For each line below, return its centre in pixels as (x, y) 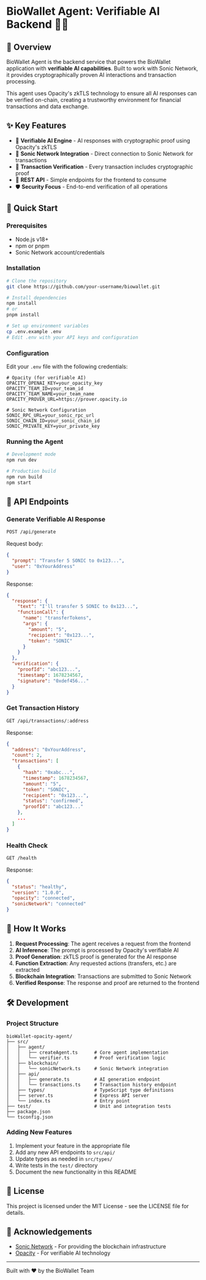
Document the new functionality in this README (76, 1172)
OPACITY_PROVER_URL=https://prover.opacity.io (67, 399)
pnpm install (23, 315)
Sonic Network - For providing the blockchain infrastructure (91, 1247)
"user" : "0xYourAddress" (44, 566)
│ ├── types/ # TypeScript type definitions (90, 1090)
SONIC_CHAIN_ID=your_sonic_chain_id (53, 421)
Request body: (25, 544)
